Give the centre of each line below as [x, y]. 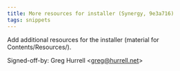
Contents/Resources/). [39, 47]
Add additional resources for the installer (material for [83, 39]
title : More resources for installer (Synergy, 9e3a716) [91, 13]
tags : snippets [29, 20]
